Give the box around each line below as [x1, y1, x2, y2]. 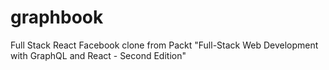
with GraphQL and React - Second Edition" [10, 49, 187, 61]
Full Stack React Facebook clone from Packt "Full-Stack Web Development [10, 39, 319, 51]
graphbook [10, 6, 104, 29]
